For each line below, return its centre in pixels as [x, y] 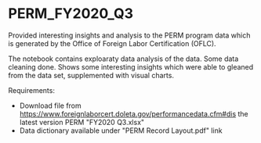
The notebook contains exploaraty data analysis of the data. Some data [123, 59]
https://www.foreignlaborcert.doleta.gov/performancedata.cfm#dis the [134, 113]
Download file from [51, 105]
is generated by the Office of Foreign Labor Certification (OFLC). [112, 43]
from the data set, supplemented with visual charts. [91, 75]
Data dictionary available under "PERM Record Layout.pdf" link [121, 130]
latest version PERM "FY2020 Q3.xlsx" [82, 122]
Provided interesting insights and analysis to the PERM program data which [129, 35]
